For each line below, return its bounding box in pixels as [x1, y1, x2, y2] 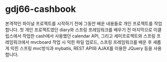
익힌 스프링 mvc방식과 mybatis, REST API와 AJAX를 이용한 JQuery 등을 [10, 45, 153, 51]
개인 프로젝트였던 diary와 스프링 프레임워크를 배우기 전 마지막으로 [24, 26, 153, 33]
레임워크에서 [5, 39, 30, 45]
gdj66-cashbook [5, 3, 76, 15]
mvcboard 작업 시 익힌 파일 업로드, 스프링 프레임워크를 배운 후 [30, 39, 152, 45]
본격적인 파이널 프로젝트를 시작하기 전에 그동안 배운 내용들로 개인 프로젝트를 [5, 20, 153, 26]
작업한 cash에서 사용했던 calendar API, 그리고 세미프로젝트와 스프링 [22, 33, 156, 39]
